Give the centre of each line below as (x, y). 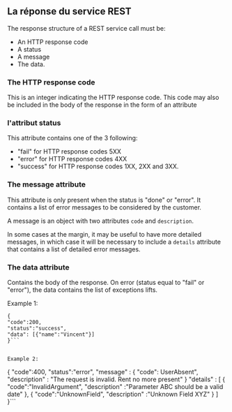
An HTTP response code (53, 42)
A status (29, 49)
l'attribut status (34, 123)
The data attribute (38, 267)
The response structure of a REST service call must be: (86, 28)
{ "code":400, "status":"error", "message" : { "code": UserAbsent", (103, 372)
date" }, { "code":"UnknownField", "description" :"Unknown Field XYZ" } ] (113, 394)
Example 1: (23, 303)
